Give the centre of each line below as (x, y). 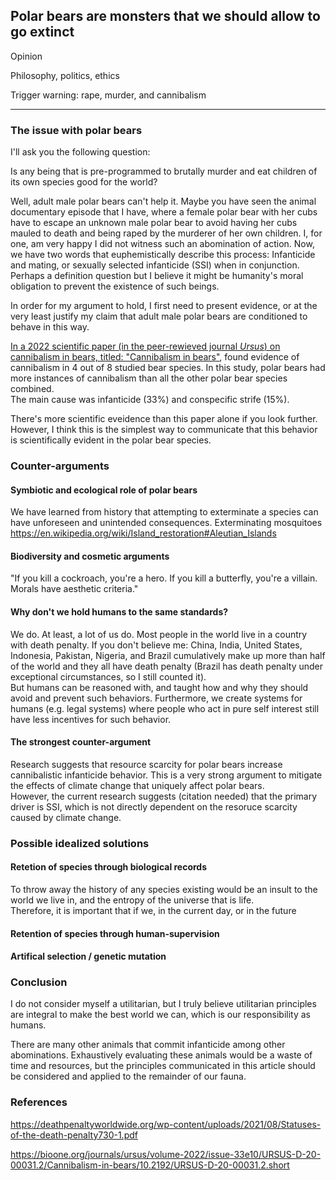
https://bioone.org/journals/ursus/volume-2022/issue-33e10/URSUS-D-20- (166, 1154)
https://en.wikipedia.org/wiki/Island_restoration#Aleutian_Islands (143, 533)
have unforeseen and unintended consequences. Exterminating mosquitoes (166, 523)
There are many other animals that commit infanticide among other (148, 1045)
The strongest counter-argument (81, 742)
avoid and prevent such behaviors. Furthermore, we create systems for (156, 698)
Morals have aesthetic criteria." (74, 589)
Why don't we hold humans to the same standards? (119, 612)
